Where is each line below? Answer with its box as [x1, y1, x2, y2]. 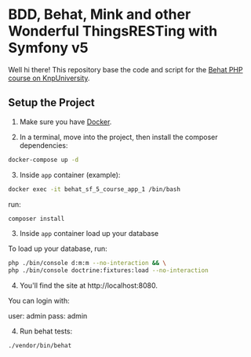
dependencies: [19, 140, 68, 150]
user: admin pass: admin [8, 311, 88, 321]
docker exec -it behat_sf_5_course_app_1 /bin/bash [8, 185, 180, 193]
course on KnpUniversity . [8, 73, 90, 83]
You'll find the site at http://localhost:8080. [19, 281, 158, 290]
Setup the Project [8, 96, 96, 109]
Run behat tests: [19, 326, 73, 336]
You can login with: [8, 296, 70, 306]
